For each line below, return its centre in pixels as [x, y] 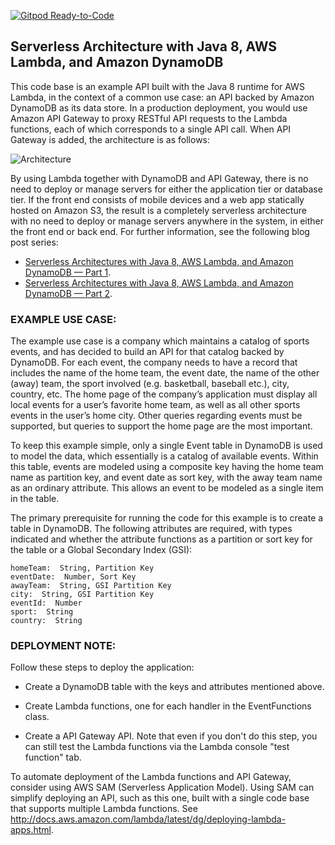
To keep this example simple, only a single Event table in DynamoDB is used [166, 446]
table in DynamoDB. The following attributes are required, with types [151, 529]
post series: [34, 242]
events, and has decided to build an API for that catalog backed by [147, 352]
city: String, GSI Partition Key [82, 595]
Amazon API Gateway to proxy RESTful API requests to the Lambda [149, 118]
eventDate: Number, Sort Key [73, 577]
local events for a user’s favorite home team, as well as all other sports [155, 405]
